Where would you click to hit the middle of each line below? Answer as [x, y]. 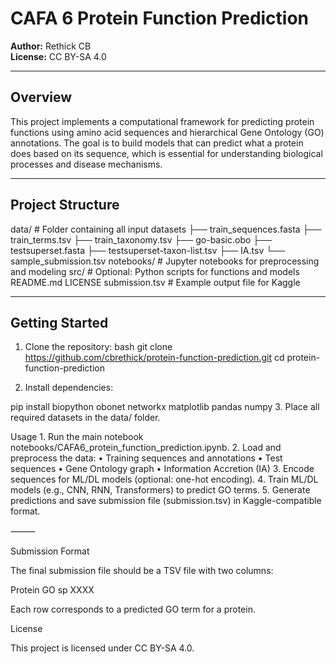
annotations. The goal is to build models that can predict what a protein [157, 143]
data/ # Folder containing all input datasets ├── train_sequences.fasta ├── [166, 229]
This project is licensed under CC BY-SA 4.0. [102, 648]
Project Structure [65, 205]
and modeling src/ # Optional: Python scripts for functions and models [155, 271]
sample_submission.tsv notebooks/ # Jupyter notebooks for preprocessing [165, 261]
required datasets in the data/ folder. [85, 418]
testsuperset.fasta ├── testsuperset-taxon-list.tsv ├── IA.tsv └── [147, 250]
